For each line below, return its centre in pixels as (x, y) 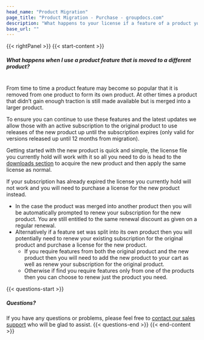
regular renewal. (36, 226)
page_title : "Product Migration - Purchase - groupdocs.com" (85, 18)
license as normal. (29, 170)
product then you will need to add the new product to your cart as (107, 258)
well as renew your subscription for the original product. (94, 264)
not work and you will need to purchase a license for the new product (93, 188)
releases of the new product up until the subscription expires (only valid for (100, 132)
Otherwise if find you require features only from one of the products (109, 271)
